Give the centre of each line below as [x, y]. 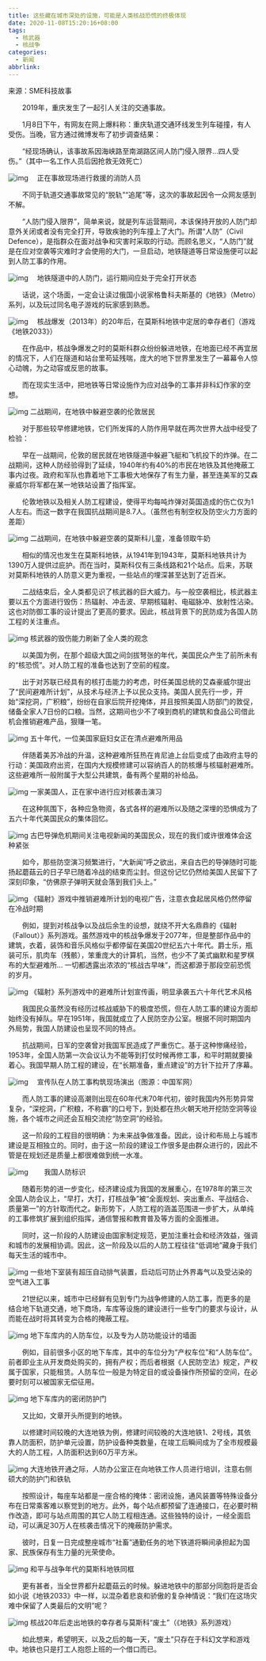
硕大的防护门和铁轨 [40, 1479]
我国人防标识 [65, 1171]
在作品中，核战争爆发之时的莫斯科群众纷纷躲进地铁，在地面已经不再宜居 [140, 348]
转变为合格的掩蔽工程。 [95, 1318]
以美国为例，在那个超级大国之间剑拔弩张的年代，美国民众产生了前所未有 [140, 655]
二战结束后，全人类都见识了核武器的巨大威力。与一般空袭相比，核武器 [136, 592]
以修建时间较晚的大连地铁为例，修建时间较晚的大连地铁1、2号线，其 [133, 1432]
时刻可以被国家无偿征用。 [57, 1381]
